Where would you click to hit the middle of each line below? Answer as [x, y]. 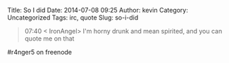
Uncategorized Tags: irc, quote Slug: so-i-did [73, 17]
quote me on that [49, 38]
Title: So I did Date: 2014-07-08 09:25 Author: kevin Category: [98, 10]
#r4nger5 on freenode [40, 52]
